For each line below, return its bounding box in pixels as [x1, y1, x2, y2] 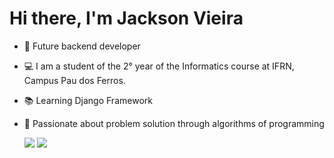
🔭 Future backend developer [23, 40, 141, 52]
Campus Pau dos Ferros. [23, 74, 126, 86]
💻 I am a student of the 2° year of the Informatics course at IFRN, [23, 60, 295, 72]
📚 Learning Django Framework [23, 94, 153, 106]
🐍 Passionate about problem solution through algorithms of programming [23, 117, 325, 129]
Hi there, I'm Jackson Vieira [9, 7, 244, 30]
